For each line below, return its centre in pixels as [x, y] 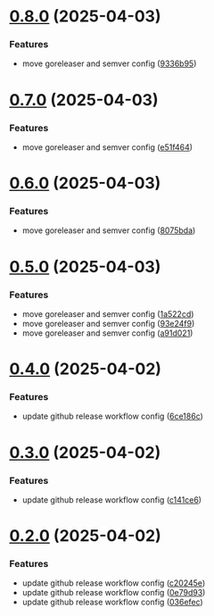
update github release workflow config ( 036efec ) [112, 602]
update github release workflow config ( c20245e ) [114, 583]
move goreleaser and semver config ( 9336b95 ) [109, 63]
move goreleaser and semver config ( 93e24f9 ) [108, 323]
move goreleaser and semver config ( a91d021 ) [107, 333]
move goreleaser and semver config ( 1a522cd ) [108, 313]
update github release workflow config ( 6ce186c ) [112, 416]
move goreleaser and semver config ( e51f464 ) [107, 147]
